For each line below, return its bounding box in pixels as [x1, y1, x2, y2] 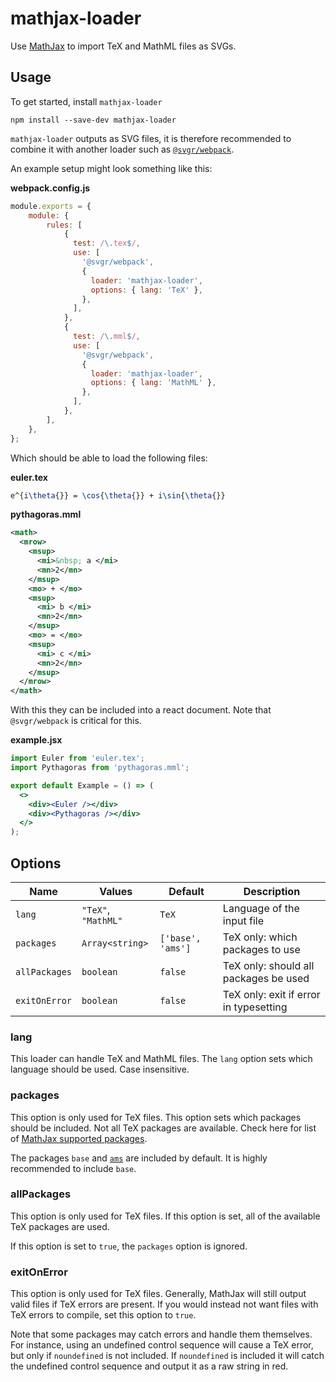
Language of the [222, 901, 300, 915]
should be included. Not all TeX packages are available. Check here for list [10, 1122, 317, 1134]
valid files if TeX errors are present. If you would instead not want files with [10, 1298, 319, 1311]
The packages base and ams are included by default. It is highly [10, 1152, 268, 1164]
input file [222, 913, 264, 927]
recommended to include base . [10, 1162, 137, 1174]
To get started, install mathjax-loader [10, 95, 163, 107]
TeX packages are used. [10, 1220, 110, 1232]
